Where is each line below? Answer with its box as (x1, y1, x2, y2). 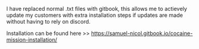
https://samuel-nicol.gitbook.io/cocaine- (91, 30, 194, 37)
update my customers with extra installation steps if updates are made (6, 11, 183, 19)
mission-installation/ (6, 36, 57, 43)
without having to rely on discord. (6, 18, 91, 25)
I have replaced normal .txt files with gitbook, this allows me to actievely (6, 5, 187, 12)
